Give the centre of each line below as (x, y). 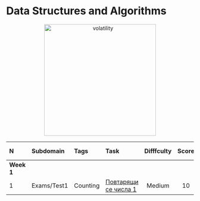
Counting (87, 186)
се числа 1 (121, 189)
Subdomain (48, 151)
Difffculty (158, 151)
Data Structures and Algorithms (86, 11)
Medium (158, 186)
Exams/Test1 (50, 186)
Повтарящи (122, 181)
